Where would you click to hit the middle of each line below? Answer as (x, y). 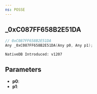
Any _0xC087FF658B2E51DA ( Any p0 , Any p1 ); (49, 46)
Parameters (23, 69)
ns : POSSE (15, 10)
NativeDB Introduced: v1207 (34, 55)
